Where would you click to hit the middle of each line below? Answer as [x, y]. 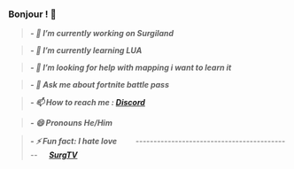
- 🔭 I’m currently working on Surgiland [102, 34]
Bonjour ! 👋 [32, 14]
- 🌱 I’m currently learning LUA [86, 50]
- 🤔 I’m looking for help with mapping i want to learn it [131, 68]
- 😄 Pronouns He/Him [71, 123]
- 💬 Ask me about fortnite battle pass [100, 85]
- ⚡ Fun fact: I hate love [73, 142]
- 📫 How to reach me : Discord [87, 103]
